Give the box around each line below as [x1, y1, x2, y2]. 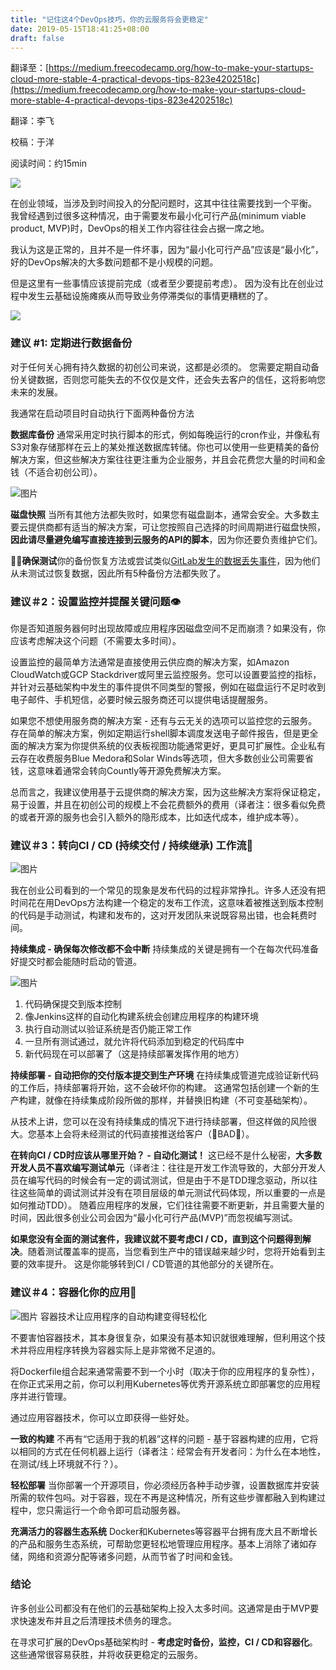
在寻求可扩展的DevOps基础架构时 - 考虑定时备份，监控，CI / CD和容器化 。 [10, 1636, 318, 1648]
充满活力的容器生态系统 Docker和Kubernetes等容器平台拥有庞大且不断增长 [10, 1525, 318, 1537]
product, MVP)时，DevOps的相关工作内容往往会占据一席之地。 [10, 222, 270, 235]
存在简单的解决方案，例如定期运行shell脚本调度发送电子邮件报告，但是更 [10, 727, 310, 739]
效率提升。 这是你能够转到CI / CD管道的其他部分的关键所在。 [27, 1258, 280, 1270]
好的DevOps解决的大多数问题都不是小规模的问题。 [10, 256, 219, 268]
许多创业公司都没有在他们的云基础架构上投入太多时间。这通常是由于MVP [10, 1602, 311, 1614]
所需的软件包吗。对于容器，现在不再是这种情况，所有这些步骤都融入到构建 [10, 1491, 317, 1503]
